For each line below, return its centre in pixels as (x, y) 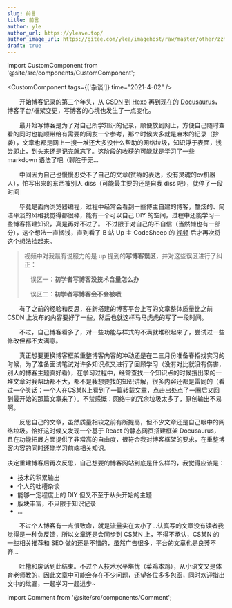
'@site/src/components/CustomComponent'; (71, 73)
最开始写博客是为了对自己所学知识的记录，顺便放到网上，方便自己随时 (119, 125)
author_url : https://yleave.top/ (55, 33)
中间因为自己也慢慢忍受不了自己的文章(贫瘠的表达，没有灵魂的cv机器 (118, 175)
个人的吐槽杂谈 (38, 486)
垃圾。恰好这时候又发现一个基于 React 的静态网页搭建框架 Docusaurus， (116, 431)
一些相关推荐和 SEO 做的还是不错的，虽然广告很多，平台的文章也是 (103, 543)
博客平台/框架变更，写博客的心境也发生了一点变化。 (81, 110)
